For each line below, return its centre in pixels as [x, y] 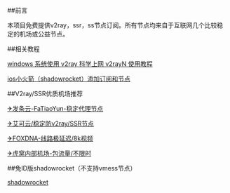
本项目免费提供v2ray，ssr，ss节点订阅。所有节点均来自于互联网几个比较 [112, 25]
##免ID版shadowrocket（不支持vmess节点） [72, 168]
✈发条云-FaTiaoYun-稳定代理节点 [55, 108]
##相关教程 [23, 49]
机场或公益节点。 [44, 34]
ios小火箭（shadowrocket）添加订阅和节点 [69, 79]
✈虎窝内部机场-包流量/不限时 [49, 153]
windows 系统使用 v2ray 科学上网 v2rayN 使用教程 [80, 64]
